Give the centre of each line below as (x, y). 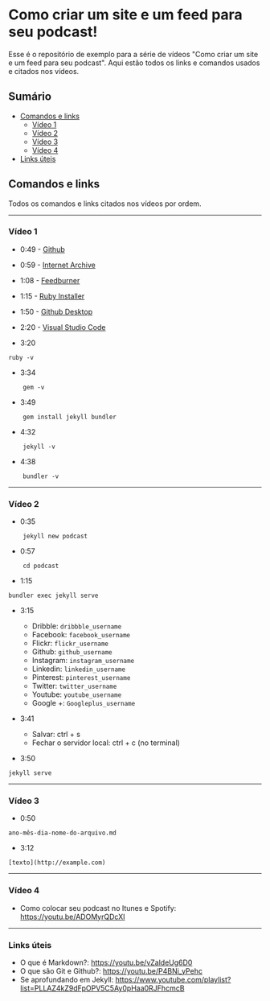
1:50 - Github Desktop (56, 311)
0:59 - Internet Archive (58, 265)
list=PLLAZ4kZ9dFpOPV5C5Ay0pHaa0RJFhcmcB (102, 988)
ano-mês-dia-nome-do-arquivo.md (62, 833)
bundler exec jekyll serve (53, 596)
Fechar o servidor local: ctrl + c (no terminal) (106, 743)
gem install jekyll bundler (70, 417)
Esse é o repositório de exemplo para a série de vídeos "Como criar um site (133, 54)
